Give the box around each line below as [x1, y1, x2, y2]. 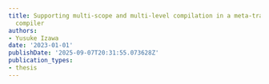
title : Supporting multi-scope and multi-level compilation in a [8, 11, 231, 20]
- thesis [8, 64, 38, 72]
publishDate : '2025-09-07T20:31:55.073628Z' [8, 49, 159, 57]
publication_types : [8, 57, 74, 65]
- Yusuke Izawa [8, 34, 59, 42]
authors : [8, 26, 38, 34]
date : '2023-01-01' [8, 42, 74, 50]
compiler [15, 19, 45, 27]
